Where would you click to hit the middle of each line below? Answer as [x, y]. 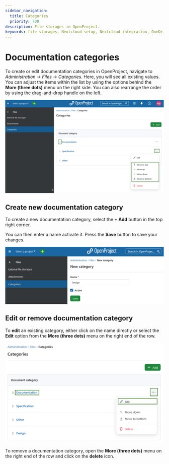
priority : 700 [24, 21]
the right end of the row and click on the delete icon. [60, 456]
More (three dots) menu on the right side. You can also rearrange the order [83, 88]
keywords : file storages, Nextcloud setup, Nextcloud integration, [77, 32]
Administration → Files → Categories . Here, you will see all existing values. [82, 77]
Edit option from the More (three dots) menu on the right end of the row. [80, 336]
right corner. [18, 225]
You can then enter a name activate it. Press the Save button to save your [81, 235]
